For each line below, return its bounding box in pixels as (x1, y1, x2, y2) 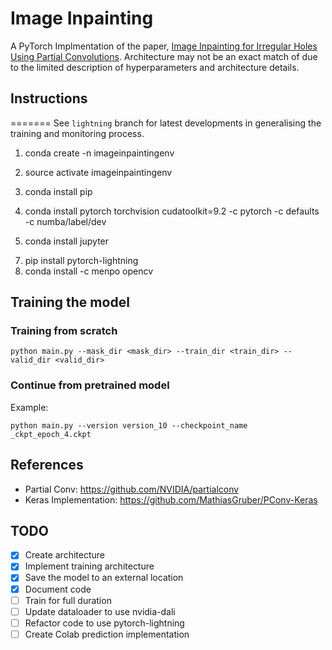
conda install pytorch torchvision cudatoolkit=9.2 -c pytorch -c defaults (24, 205, 320, 217)
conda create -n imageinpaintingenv (24, 147, 175, 159)
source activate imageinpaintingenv (24, 166, 173, 178)
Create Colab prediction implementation (24, 628, 190, 640)
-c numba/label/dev (24, 215, 107, 227)
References (10, 457, 84, 474)
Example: (10, 401, 49, 413)
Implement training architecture (24, 560, 155, 572)
